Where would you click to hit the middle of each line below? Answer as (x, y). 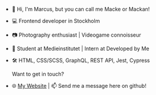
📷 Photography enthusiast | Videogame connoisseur (76, 35)
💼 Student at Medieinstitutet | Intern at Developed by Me (80, 48)
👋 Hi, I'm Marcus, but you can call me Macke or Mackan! (81, 9)
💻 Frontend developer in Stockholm (56, 21)
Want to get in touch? (38, 74)
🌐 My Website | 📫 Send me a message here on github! (79, 86)
